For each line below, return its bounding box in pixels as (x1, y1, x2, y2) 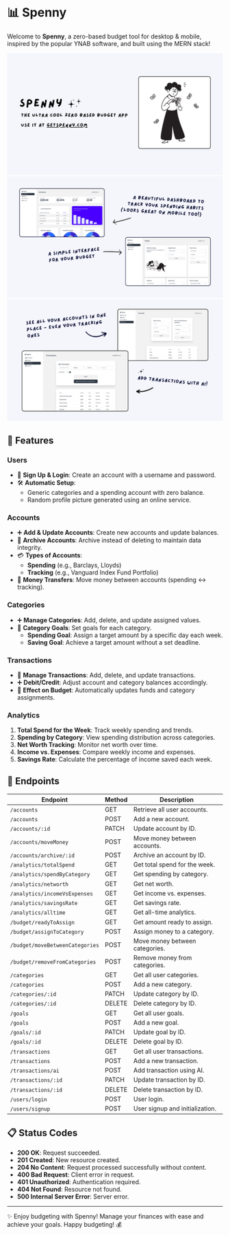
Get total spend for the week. (133, 860, 216, 869)
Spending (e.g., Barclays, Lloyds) (27, 561, 122, 570)
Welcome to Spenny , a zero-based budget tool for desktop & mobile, (7, 32, 202, 41)
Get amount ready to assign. (133, 917, 214, 926)
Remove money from (133, 954, 192, 962)
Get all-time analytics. (133, 908, 196, 917)
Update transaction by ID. (133, 1076, 205, 1084)
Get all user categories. (133, 970, 199, 979)
